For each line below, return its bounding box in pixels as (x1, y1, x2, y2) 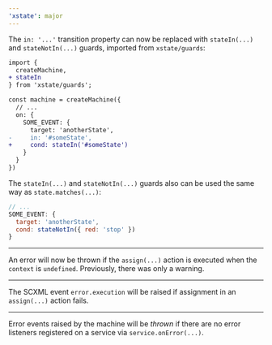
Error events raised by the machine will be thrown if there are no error (8, 319, 241, 329)
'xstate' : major (8, 11, 63, 20)
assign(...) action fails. (8, 295, 89, 305)
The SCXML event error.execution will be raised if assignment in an (8, 287, 236, 297)
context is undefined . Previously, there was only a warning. (8, 264, 205, 274)
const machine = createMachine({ (8, 96, 121, 104)
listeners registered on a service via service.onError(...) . (8, 328, 204, 338)
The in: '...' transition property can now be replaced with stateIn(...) (8, 34, 253, 44)
